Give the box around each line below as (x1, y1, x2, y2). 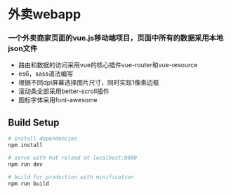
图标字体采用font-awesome (18, 96, 98, 104)
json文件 (8, 43, 38, 53)
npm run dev (8, 160, 43, 168)
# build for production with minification (8, 173, 134, 181)
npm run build (8, 180, 50, 187)
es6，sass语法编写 (18, 69, 74, 78)
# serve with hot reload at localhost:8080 (8, 155, 138, 162)
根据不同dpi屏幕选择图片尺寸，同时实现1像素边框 (18, 78, 160, 87)
